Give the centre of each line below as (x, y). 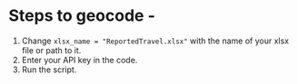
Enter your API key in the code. (79, 60)
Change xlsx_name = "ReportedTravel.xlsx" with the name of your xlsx (155, 41)
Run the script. (49, 70)
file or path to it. (51, 50)
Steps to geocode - (82, 16)
